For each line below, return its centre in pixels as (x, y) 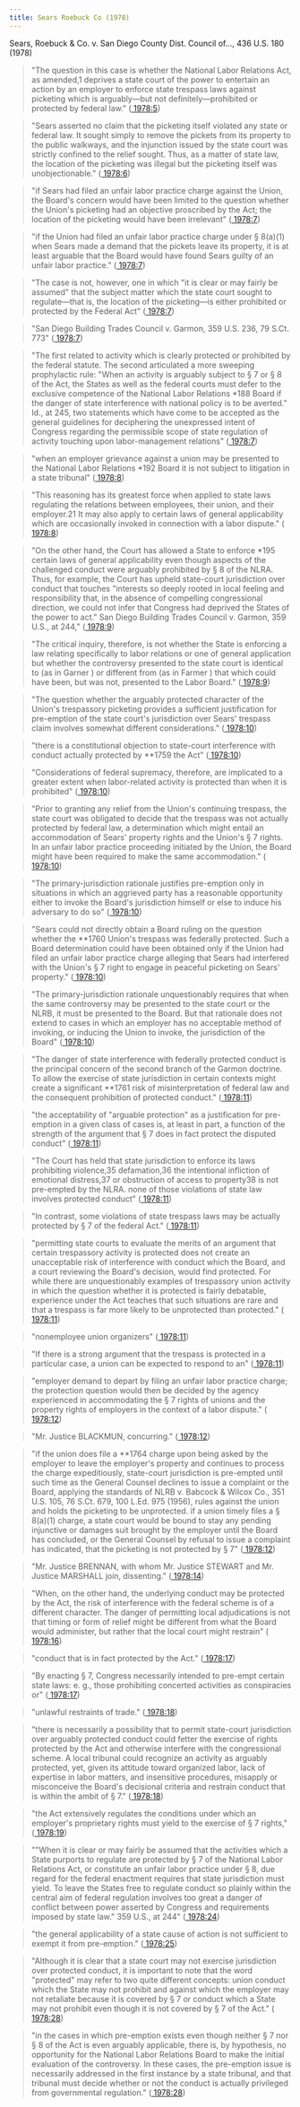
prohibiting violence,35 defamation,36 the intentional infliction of (150, 1170)
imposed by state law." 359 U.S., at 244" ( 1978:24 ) (125, 1916)
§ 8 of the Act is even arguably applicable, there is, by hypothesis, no (159, 2044)
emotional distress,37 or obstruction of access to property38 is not (155, 1179)
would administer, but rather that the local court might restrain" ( (150, 1631)
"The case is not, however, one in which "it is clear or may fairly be (154, 282)
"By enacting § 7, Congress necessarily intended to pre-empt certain (158, 1675)
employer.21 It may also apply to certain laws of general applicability (157, 514)
